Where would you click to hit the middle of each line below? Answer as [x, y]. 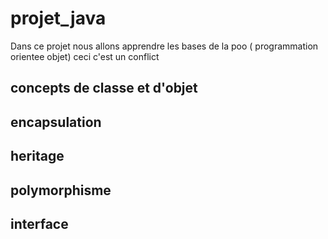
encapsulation [56, 122]
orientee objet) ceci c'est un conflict [85, 56]
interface [39, 223]
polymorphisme [61, 190]
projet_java [58, 18]
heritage [37, 156]
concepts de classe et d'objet [104, 88]
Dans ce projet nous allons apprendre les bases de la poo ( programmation [164, 46]
